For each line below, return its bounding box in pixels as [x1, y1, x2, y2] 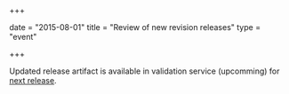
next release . [9, 75, 57, 85]
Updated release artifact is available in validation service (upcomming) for [9, 66, 280, 76]
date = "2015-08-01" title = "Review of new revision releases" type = [9, 22, 261, 32]
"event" [9, 32, 37, 42]
